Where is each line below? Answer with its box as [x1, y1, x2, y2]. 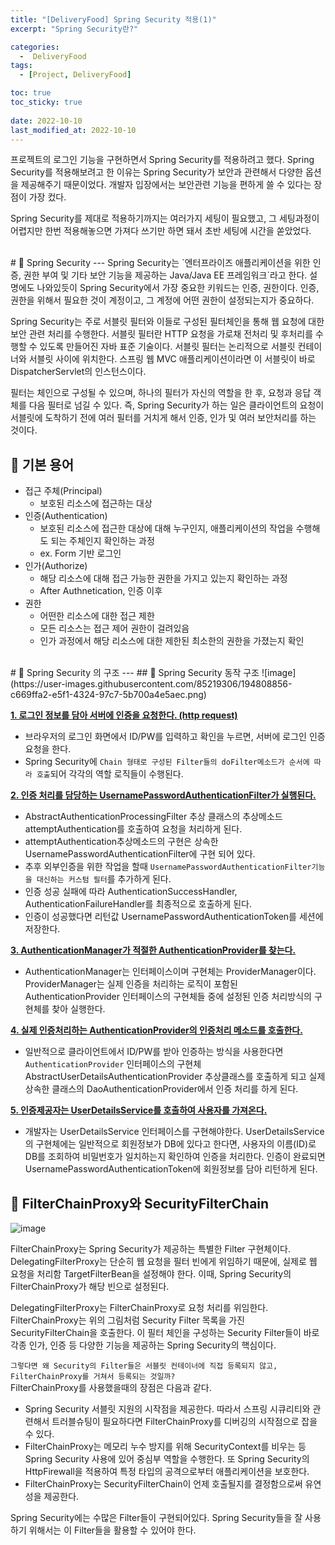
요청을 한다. [24, 743, 72, 755]
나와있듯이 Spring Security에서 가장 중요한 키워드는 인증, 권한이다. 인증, [36, 282, 320, 294]
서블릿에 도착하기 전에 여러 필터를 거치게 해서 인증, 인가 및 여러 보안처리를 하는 [10, 412, 317, 424]
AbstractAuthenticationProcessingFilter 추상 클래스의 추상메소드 [24, 811, 283, 823]
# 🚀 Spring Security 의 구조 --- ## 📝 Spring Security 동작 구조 [10, 667, 260, 679]
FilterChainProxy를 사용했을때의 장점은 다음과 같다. [10, 1382, 212, 1393]
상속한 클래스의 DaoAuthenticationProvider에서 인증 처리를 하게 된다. [24, 1083, 299, 1095]
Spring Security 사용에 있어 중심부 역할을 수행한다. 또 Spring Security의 [24, 1453, 310, 1465]
